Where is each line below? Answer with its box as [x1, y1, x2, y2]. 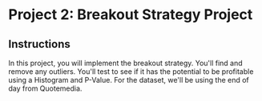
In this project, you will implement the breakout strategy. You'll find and [8, 58, 243, 68]
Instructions [8, 37, 71, 51]
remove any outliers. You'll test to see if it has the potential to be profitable [8, 67, 254, 76]
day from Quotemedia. [8, 84, 83, 93]
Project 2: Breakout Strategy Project [8, 6, 253, 24]
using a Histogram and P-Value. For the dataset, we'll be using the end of [8, 76, 250, 84]
